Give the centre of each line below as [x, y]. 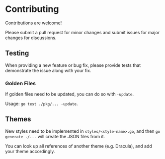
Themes [18, 119]
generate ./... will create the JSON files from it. [55, 136]
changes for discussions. [31, 38]
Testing [17, 53]
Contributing [32, 9]
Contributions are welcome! [34, 23]
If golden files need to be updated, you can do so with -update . [70, 94]
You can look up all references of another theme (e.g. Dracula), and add [79, 146]
